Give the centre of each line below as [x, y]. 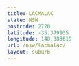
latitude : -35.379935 [38, 33]
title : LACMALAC [30, 13]
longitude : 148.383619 [39, 39]
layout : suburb [29, 52]
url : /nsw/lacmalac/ [37, 45]
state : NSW [23, 20]
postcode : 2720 [29, 26]
